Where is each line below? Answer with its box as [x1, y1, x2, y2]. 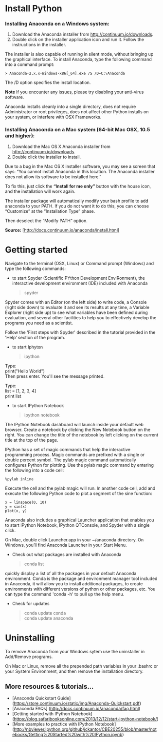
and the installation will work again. [5, 188, 75, 194]
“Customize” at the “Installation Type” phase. [5, 208, 95, 214]
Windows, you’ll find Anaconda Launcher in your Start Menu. [5, 542, 127, 548]
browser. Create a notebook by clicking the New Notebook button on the [5, 427, 151, 433]
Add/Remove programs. [5, 654, 53, 660]
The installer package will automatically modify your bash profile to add [5, 198, 148, 204]
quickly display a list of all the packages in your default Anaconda [5, 570, 137, 576]
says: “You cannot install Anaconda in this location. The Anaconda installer [5, 168, 155, 174]
